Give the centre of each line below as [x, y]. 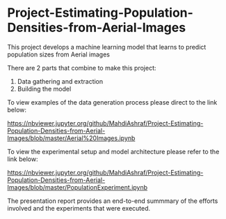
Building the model [44, 89]
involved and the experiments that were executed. [79, 208]
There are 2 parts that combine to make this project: [82, 68]
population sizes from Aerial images [58, 54]
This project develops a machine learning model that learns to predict [107, 47]
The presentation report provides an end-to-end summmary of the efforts [113, 201]
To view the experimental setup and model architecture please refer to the [113, 151]
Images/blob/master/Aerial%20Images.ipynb [71, 138]
